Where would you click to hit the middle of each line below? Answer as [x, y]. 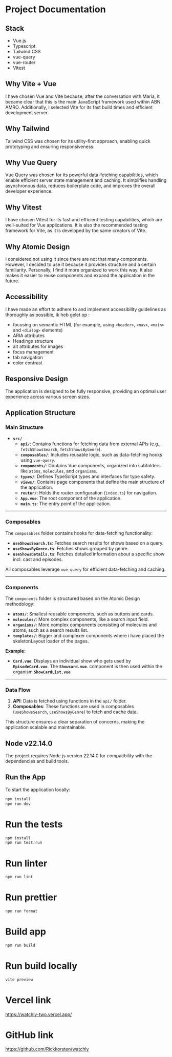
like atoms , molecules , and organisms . [59, 471]
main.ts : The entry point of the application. [66, 504]
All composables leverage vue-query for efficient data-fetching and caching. [85, 569]
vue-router [24, 62]
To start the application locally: [38, 790]
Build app [26, 932]
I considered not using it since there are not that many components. [77, 259]
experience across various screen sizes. [48, 397]
